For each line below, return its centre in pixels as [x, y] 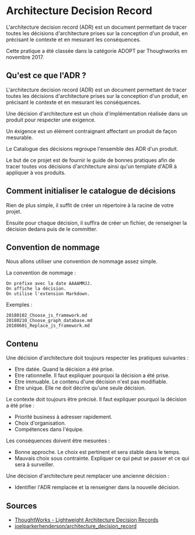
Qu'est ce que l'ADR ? [46, 75]
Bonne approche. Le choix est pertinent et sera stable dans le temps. [97, 452]
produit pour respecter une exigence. [51, 120]
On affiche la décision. [36, 289]
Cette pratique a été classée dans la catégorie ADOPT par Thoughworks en [97, 50]
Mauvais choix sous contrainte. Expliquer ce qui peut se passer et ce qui [102, 458]
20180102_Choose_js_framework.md [47, 316]
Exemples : [19, 305]
